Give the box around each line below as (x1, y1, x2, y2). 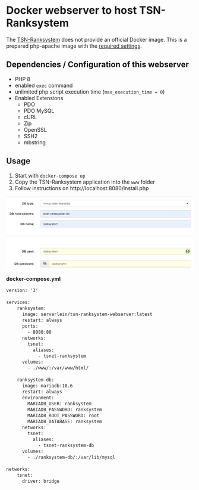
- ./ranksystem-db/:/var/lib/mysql (27, 454, 116, 460)
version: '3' (6, 287, 39, 293)
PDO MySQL (23, 107, 55, 114)
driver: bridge (21, 478, 60, 484)
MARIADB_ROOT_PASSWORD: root (27, 413, 100, 418)
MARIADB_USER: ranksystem (27, 401, 92, 407)
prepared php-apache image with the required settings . (6, 42, 143, 49)
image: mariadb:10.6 (21, 383, 73, 389)
